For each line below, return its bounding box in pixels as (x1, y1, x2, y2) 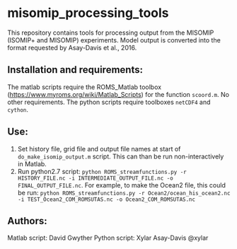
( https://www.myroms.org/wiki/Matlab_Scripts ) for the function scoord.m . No (7, 90, 230, 98)
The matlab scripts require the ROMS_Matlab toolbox (7, 83, 161, 91)
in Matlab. (17, 159, 47, 168)
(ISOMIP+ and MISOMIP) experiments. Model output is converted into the (7, 35, 221, 44)
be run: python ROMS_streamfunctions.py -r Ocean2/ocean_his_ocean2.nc (17, 188, 231, 197)
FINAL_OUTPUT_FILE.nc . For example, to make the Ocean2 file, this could (17, 180, 226, 189)
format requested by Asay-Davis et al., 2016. (7, 43, 137, 52)
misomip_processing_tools (7, 5, 169, 21)
